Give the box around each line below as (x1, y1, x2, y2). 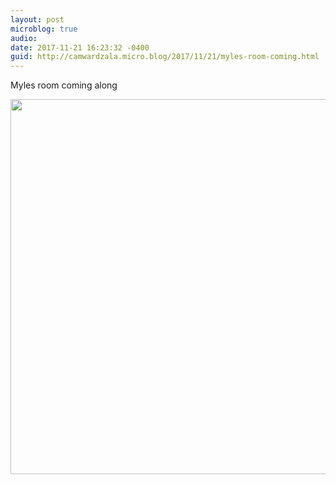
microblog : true (10, 24, 78, 34)
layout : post (10, 14, 65, 25)
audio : (10, 33, 38, 43)
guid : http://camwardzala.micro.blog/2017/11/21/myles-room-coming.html (10, 52, 320, 62)
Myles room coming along (10, 79, 118, 91)
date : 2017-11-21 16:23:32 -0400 (10, 42, 150, 53)
